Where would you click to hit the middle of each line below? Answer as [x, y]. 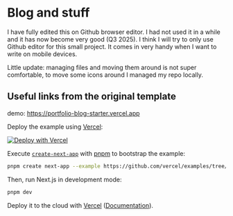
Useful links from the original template [92, 97]
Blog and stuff [49, 13]
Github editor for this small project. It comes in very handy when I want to [112, 46]
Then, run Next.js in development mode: [64, 179]
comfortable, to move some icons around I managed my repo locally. [105, 75]
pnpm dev [20, 192]
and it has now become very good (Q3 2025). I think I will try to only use [110, 39]
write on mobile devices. [42, 54]
